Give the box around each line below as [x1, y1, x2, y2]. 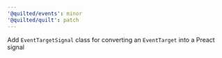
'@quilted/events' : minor [7, 10, 82, 17]
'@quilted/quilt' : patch [7, 17, 79, 23]
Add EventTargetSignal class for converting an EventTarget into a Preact [7, 35, 215, 43]
